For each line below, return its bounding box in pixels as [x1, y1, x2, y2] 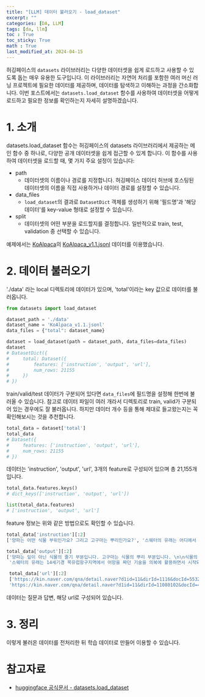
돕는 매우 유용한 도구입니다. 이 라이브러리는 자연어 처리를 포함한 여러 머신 [17, 74, 192, 81]
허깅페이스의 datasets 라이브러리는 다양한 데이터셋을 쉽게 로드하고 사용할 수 [6, 66, 188, 73]
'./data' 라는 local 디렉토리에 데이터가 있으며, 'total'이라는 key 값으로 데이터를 [6, 285, 192, 293]
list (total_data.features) [6, 502, 75, 508]
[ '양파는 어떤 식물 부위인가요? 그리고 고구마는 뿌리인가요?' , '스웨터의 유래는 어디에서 [6, 537, 196, 543]
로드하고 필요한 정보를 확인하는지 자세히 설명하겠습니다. [6, 96, 138, 104]
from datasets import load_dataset [6, 305, 97, 311]
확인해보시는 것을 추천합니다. [6, 413, 75, 421]
